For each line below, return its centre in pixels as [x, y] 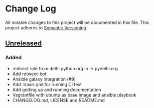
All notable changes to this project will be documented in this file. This [77, 22]
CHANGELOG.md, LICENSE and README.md [58, 100]
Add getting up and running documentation [57, 90]
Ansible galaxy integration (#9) [44, 79]
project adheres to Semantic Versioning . [46, 27]
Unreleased [24, 44]
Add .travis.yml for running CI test [47, 84]
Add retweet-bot [29, 74]
